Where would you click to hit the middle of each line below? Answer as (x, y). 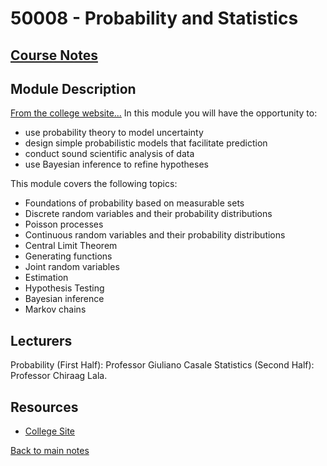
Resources (44, 407)
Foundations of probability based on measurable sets (134, 203)
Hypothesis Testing (64, 288)
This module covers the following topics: (94, 184)
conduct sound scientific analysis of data (109, 154)
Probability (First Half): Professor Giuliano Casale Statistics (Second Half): (162, 365)
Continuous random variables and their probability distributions (155, 235)
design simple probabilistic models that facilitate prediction (146, 143)
